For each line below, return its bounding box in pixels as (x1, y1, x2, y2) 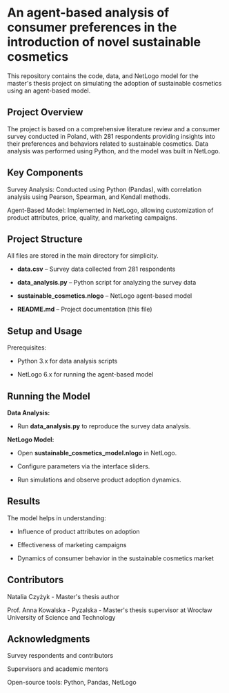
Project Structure (7, 233, 83, 245)
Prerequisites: (7, 343, 47, 352)
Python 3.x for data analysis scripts (17, 357, 118, 366)
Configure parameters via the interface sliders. (17, 462, 150, 471)
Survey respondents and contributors (7, 652, 114, 660)
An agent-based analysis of (7, 5, 170, 21)
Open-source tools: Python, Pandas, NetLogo (7, 678, 137, 687)
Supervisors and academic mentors (7, 665, 109, 673)
